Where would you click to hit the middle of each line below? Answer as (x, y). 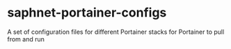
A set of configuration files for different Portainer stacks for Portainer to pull (116, 32)
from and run (26, 39)
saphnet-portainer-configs (87, 13)
